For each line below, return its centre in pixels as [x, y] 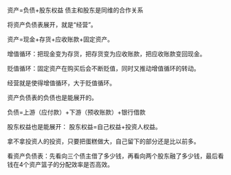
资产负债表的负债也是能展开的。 [52, 97]
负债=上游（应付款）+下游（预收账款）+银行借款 [76, 112]
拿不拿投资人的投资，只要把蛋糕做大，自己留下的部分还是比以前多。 [103, 141]
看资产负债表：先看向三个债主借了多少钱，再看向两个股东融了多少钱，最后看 [115, 156]
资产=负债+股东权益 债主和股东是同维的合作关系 [75, 10]
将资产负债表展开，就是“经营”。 [52, 25]
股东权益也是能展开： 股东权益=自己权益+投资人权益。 [84, 127]
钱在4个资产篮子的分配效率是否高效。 [60, 164]
